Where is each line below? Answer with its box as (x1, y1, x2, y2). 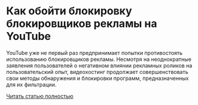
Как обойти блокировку (6, 4, 133, 18)
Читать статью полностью (6, 92, 74, 100)
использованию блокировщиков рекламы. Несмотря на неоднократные (6, 55, 191, 63)
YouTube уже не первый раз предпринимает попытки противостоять (6, 49, 183, 56)
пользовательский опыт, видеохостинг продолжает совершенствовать (6, 68, 188, 75)
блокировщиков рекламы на (6, 17, 157, 30)
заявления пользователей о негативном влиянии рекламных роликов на (6, 61, 193, 69)
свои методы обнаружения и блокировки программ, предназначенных (6, 75, 189, 82)
